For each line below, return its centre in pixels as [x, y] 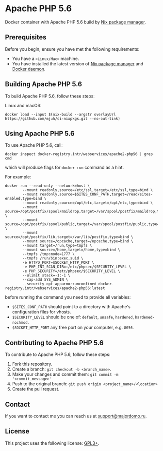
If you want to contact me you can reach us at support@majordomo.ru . [76, 416]
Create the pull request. [36, 389]
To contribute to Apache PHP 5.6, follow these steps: [58, 354]
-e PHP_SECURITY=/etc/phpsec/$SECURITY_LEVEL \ [71, 271]
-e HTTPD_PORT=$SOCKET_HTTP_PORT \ [58, 263]
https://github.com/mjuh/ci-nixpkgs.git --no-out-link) [63, 118]
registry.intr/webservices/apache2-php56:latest [55, 288]
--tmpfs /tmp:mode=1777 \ [49, 254]
